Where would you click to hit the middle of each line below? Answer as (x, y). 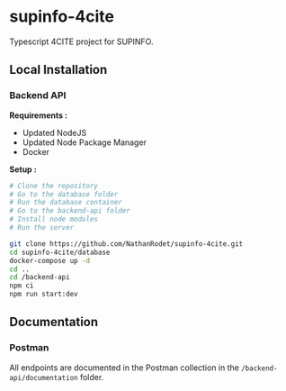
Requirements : (39, 115)
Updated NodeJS (54, 132)
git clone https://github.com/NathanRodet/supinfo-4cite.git (126, 244)
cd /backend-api (40, 277)
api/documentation (44, 377)
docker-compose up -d (50, 260)
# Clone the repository (54, 186)
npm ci (22, 286)
